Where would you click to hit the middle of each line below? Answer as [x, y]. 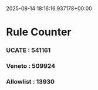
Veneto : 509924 [31, 66]
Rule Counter [39, 32]
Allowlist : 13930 [30, 81]
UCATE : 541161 [28, 50]
